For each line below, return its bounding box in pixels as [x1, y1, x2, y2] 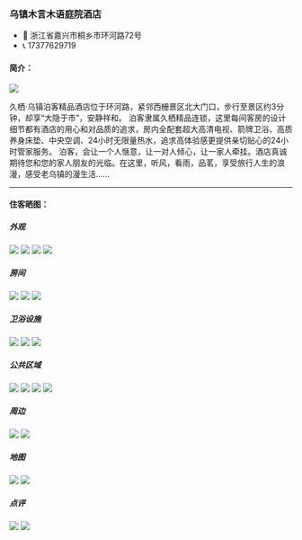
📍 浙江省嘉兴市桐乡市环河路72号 [22, 30, 142, 41]
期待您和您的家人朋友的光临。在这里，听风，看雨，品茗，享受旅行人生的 [9, 157, 277, 168]
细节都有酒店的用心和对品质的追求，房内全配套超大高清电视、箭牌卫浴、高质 [9, 123, 293, 134]
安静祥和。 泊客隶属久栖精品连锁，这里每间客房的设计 [86, 112, 287, 123]
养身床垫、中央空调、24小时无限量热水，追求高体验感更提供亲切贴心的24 [9, 135, 281, 146]
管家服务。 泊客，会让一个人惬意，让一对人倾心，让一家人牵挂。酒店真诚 [16, 146, 288, 156]
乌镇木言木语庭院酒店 [9, 7, 102, 20]
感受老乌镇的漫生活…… [24, 168, 111, 179]
